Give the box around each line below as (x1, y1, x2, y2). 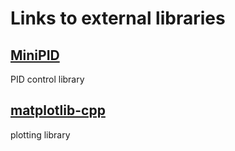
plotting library (10, 128, 71, 141)
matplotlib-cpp (10, 102, 106, 119)
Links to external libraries (10, 7, 226, 30)
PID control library (10, 73, 85, 85)
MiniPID (10, 47, 60, 64)
